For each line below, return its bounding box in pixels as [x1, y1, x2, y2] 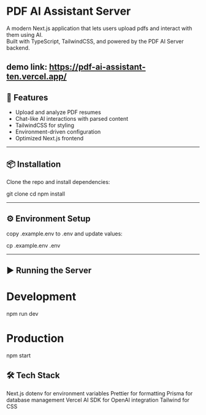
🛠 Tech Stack [6, 370, 60, 381]
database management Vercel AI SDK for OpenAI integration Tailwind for [6, 396, 190, 403]
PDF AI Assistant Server [6, 4, 131, 18]
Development [6, 290, 77, 304]
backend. [6, 44, 30, 51]
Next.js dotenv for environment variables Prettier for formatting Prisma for [6, 389, 193, 397]
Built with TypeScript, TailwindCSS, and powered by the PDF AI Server [6, 37, 184, 45]
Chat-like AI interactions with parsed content [15, 115, 129, 123]
